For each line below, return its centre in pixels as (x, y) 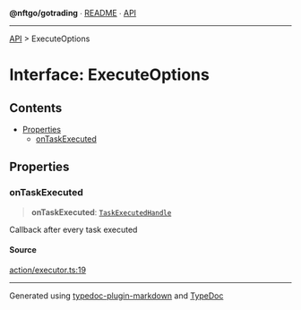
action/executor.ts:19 (48, 270)
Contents (36, 108)
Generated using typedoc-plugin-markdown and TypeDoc (116, 296)
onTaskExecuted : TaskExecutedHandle (101, 212)
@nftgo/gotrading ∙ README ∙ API (73, 13)
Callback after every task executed (73, 229)
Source (23, 250)
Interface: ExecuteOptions (110, 75)
